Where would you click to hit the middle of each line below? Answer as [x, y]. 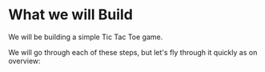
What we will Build [71, 15]
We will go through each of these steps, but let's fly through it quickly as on [133, 52]
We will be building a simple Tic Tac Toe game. [86, 37]
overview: [25, 61]
